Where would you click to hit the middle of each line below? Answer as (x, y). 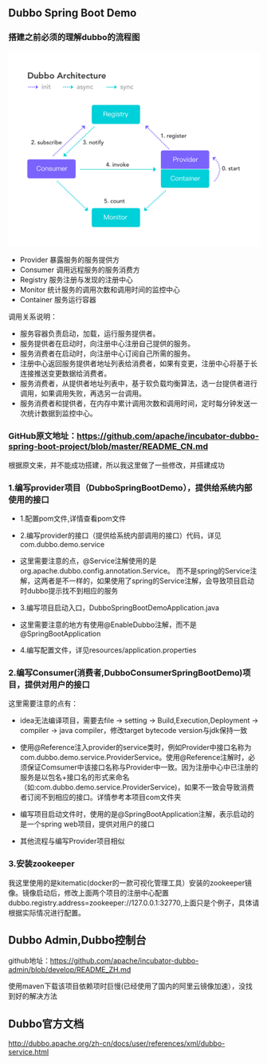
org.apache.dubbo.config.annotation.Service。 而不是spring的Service (135, 571)
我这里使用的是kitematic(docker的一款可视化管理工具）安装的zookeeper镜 (130, 883)
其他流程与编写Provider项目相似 (72, 841)
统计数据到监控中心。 (62, 413)
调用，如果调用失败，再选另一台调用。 (82, 393)
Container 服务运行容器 (58, 300)
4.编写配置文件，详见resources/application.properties (108, 650)
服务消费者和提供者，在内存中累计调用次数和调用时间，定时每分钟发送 (135, 404)
